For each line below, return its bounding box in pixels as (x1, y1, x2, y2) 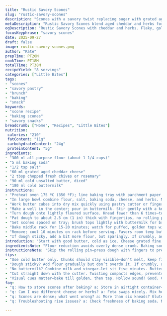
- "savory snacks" (5, 118, 43, 123)
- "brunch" (5, 91, 28, 96)
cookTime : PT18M (5, 58, 39, 63)
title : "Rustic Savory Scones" (5, 7, 70, 12)
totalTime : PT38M (5, 63, 41, 68)
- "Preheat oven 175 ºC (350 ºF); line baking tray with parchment (5, 192, 148, 197)
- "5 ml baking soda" (5, 160, 50, 165)
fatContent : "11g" (7, 137, 46, 142)
